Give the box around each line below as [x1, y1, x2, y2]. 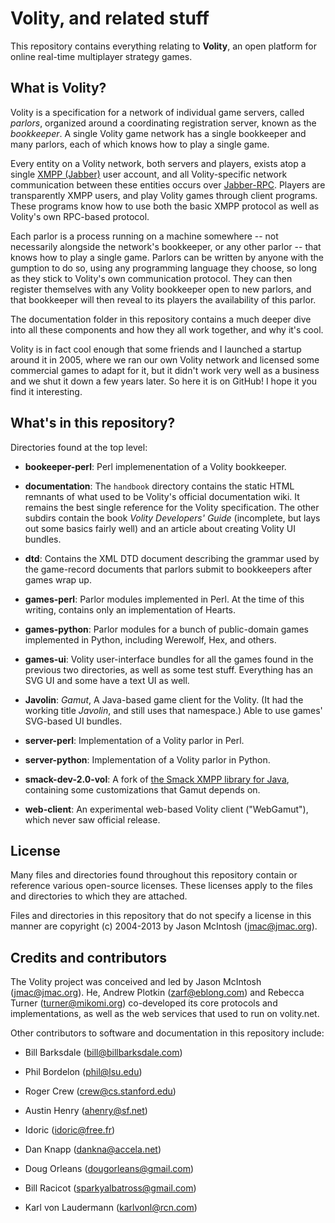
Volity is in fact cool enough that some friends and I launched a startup [10, 343, 302, 355]
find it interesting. [10, 385, 83, 397]
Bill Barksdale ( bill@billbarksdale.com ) [24, 1047, 183, 1059]
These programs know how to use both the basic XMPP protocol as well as [10, 200, 320, 212]
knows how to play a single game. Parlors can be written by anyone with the [10, 251, 324, 263]
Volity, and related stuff [10, 7, 210, 30]
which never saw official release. [24, 813, 161, 826]
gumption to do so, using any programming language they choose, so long [10, 262, 318, 274]
